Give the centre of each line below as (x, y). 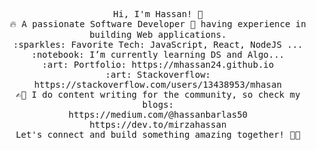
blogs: (158, 104)
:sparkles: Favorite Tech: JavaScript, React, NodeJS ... (158, 44)
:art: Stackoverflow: (158, 74)
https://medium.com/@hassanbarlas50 (158, 114)
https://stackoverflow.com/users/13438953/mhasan (158, 84)
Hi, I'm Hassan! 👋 (158, 14)
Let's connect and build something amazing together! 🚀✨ (158, 134)
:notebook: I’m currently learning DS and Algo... (158, 54)
